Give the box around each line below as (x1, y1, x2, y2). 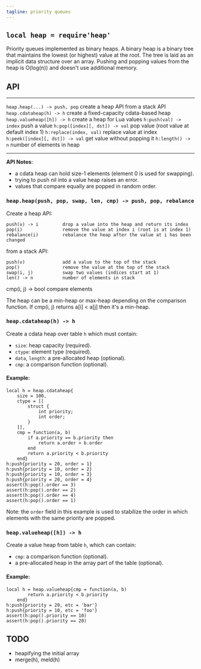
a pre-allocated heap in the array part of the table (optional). (14, 560, 164, 567)
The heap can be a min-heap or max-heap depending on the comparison (6, 297, 187, 304)
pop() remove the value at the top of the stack (6, 264, 170, 270)
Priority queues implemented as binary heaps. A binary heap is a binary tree (6, 45, 194, 53)
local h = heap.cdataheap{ (6, 388, 74, 394)
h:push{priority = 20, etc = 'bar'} (6, 602, 98, 608)
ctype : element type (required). (14, 348, 92, 355)
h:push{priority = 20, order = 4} (6, 476, 93, 483)
